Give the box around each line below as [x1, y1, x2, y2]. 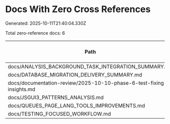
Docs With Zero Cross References [5, 4, 151, 15]
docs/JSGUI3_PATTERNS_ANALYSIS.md [8, 94, 104, 101]
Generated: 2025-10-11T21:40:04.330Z [5, 20, 87, 26]
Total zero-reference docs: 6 [5, 30, 65, 36]
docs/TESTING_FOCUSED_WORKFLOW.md [8, 110, 111, 117]
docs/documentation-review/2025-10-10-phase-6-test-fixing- [8, 79, 167, 86]
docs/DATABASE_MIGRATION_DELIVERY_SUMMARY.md [8, 71, 143, 78]
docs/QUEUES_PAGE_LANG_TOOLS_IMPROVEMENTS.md [8, 102, 145, 109]
